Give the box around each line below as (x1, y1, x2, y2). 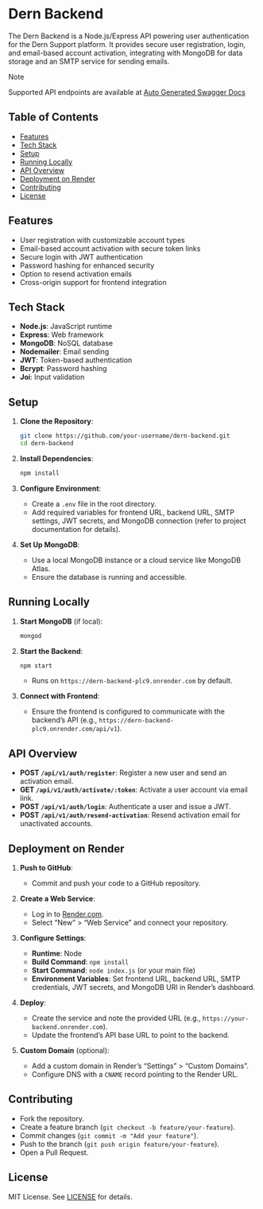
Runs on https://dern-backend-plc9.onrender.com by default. (31, 676, 233, 686)
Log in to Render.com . (31, 910, 104, 918)
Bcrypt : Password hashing (19, 364, 107, 374)
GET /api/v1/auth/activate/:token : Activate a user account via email (19, 785, 249, 795)
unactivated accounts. (19, 819, 93, 828)
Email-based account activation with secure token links (19, 244, 201, 253)
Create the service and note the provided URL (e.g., (31, 1013, 201, 1023)
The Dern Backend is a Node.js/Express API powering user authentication (8, 31, 249, 41)
